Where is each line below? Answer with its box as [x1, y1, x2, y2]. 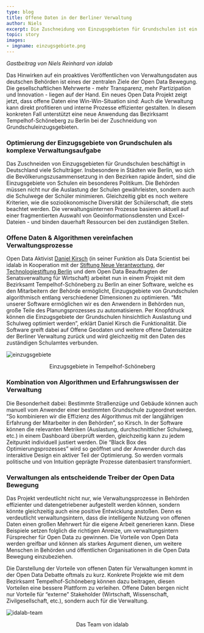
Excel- [168, 212, 185, 220]
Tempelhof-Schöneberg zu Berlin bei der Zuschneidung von [6, 116, 157, 124]
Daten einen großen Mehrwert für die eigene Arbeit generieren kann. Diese [6, 521, 195, 528]
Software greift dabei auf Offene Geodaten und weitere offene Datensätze [6, 326, 192, 334]
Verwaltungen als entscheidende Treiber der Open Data [6, 473, 175, 482]
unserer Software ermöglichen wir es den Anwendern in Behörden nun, [6, 300, 186, 308]
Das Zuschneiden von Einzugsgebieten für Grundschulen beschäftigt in [6, 160, 186, 168]
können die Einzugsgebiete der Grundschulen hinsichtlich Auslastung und [6, 313, 192, 321]
